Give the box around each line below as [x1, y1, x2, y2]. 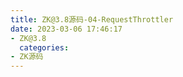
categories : [19, 42, 70, 53]
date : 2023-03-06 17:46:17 [10, 24, 123, 34]
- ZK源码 [10, 52, 44, 62]
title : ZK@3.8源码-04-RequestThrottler [10, 14, 174, 25]
